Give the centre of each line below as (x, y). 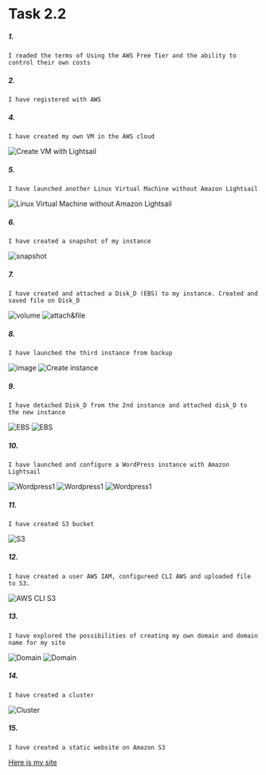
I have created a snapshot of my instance (80, 241)
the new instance (37, 412)
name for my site (37, 643)
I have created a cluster (51, 695)
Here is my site (33, 762)
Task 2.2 (37, 14)
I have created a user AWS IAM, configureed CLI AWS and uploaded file (129, 576)
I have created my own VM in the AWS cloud (82, 136)
